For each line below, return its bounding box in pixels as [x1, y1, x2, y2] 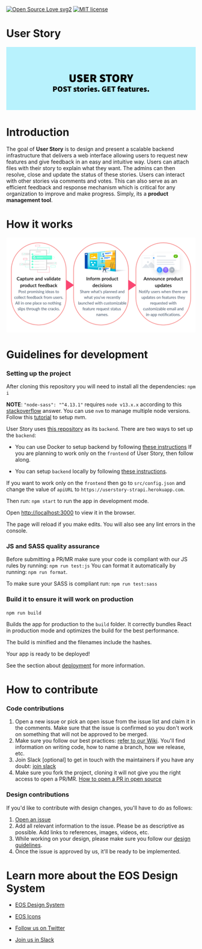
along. [14, 456, 31, 463]
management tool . [6, 196, 53, 204]
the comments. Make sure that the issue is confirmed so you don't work [14, 724, 194, 731]
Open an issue [14, 816, 51, 823]
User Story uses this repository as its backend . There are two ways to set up [6, 426, 194, 433]
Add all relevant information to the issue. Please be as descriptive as [14, 822, 185, 829]
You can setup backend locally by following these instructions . [14, 468, 168, 475]
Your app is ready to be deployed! [6, 650, 90, 658]
